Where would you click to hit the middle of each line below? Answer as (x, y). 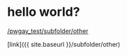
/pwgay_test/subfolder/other (48, 31)
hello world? (44, 12)
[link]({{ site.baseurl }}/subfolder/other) (64, 44)
